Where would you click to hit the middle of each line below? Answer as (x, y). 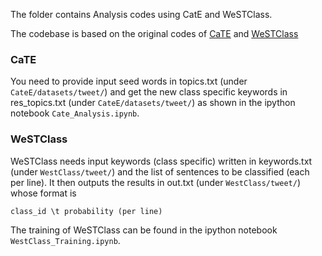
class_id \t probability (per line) (86, 211)
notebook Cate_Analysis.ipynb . (75, 113)
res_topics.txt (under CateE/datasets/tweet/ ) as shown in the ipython (153, 103)
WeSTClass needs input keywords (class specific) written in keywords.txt (161, 161)
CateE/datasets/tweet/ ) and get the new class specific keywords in (149, 92)
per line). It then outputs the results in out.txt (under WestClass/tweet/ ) (156, 182)
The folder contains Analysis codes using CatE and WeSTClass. (141, 14)
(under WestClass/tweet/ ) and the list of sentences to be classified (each (160, 171)
